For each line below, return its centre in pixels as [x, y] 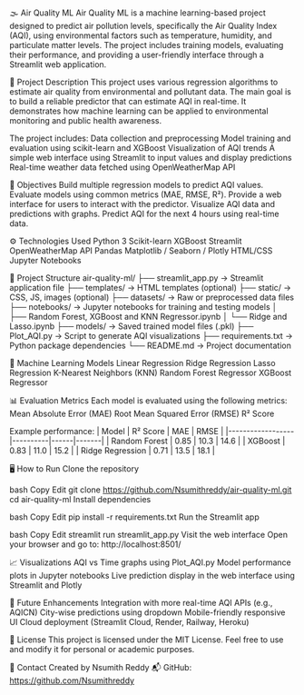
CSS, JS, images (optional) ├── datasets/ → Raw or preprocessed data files [152, 297]
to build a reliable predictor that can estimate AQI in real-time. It [128, 101]
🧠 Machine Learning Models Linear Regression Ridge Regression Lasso [142, 363]
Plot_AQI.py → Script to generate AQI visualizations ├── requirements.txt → [151, 336]
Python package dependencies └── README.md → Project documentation [151, 345]
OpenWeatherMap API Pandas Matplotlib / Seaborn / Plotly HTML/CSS [141, 251]
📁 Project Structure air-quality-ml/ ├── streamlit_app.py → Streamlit [137, 278]
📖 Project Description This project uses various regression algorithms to [144, 82]
